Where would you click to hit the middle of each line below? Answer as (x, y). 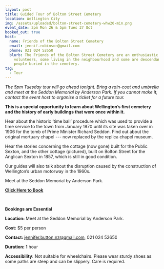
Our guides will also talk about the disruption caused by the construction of (81, 166)
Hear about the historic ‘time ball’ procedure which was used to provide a (79, 121)
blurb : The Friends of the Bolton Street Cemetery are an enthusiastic (84, 55)
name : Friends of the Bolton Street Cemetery (57, 41)
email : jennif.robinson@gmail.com (44, 46)
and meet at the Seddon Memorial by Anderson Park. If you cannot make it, (81, 92)
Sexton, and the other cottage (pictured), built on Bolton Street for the (75, 151)
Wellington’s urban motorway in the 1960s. (48, 171)
